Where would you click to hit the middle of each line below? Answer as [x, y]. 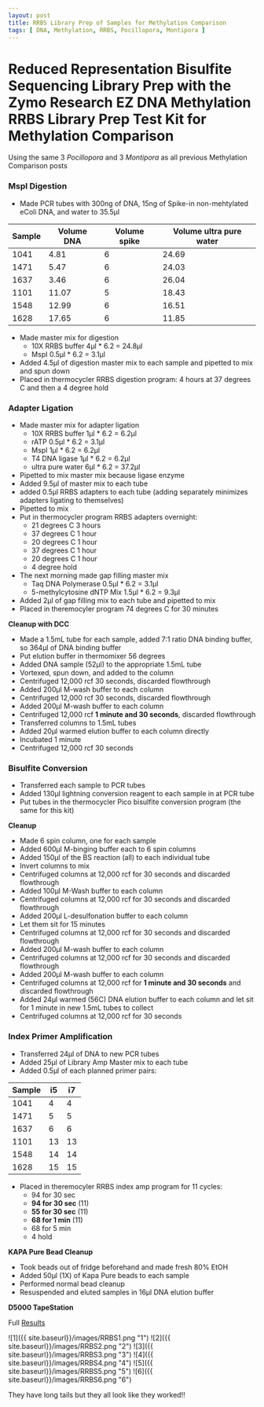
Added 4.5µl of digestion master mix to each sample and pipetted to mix [136, 362]
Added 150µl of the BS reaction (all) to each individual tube [115, 858]
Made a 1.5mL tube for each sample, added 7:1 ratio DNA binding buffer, [136, 639]
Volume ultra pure [207, 231]
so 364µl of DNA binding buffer [70, 647]
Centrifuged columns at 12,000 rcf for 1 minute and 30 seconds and [130, 983]
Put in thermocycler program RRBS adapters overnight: [108, 516]
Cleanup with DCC [39, 624]
